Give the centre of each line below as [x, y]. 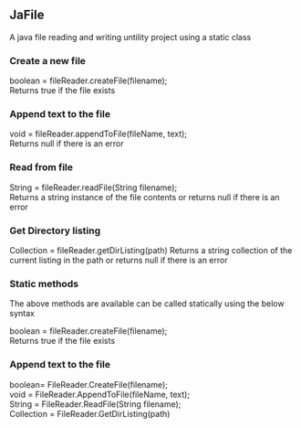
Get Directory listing [55, 230]
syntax [22, 314]
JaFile [27, 15]
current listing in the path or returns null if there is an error [119, 260]
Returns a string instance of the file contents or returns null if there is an [145, 197]
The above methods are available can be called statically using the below [147, 304]
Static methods [44, 284]
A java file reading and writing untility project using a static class [130, 37]
